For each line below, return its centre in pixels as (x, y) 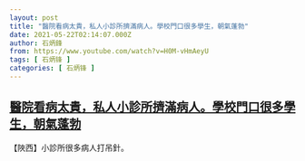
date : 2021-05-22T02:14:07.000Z (70, 34)
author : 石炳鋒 (36, 43)
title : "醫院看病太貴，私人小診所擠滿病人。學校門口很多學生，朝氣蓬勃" (129, 26)
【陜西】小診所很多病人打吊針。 (69, 147)
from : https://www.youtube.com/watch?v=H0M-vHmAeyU (109, 52)
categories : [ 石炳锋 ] (52, 69)
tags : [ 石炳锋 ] (40, 60)
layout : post (34, 18)
